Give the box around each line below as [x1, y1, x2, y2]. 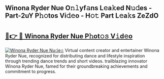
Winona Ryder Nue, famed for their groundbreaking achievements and [5, 63, 148, 69]
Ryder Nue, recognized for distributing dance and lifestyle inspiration [5, 53, 145, 58]
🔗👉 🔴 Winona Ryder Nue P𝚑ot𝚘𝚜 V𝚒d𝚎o [5, 32, 133, 40]
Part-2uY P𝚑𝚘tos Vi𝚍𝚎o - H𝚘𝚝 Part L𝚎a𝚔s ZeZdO [5, 12, 159, 20]
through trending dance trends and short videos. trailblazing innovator [5, 58, 148, 64]
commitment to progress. [5, 69, 57, 74]
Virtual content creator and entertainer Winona [65, 48, 160, 53]
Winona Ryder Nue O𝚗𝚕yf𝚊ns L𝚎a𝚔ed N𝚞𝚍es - [5, 4, 152, 12]
